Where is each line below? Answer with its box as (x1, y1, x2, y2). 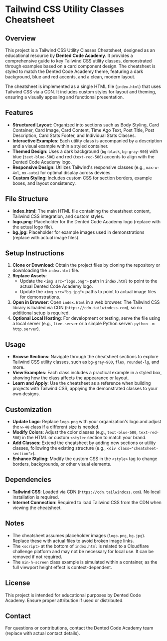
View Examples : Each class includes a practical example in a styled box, (12, 370, 162, 376)
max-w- (146, 165, 160, 170)
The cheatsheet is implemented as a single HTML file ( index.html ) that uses (5, 83, 161, 89)
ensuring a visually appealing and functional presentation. (5, 94, 124, 100)
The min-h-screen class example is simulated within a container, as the (12, 559, 158, 565)
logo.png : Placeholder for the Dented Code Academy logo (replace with (12, 218, 161, 224)
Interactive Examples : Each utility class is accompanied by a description (12, 137, 162, 143)
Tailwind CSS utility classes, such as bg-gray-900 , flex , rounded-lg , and (12, 359, 160, 365)
